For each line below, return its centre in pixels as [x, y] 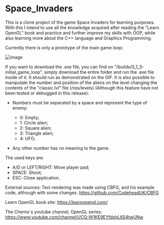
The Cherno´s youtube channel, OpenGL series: [54, 212]
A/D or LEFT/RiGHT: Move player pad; [51, 167]
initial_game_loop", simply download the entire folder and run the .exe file [80, 72]
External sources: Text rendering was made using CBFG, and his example [80, 187]
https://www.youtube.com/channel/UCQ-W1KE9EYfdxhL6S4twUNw [74, 217]
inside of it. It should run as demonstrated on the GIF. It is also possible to [80, 77]
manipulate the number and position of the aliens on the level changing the [81, 83]
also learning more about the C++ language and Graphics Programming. [79, 38]
